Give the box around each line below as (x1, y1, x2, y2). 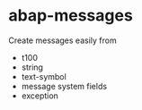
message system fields (21, 80, 108, 91)
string (21, 62, 44, 72)
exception (21, 90, 59, 101)
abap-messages (8, 5, 134, 26)
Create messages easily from (8, 35, 118, 46)
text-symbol (21, 71, 67, 81)
